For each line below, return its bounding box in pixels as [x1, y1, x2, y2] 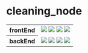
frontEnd [9, 26, 35, 34]
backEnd [9, 37, 35, 45]
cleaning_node [6, 4, 83, 18]
